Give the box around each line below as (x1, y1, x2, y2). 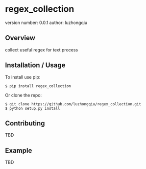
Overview (5, 34, 36, 42)
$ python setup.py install (5, 106, 60, 111)
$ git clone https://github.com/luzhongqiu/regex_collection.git (5, 101, 141, 106)
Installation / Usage (5, 61, 66, 70)
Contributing (5, 119, 45, 127)
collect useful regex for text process (5, 47, 78, 52)
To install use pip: (5, 74, 41, 80)
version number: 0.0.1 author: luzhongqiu (5, 20, 88, 25)
